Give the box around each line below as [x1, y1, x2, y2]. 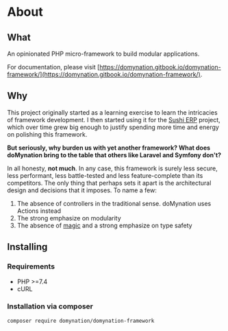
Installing [7, 241, 48, 253]
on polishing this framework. [7, 130, 88, 138]
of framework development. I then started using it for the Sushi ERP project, [7, 115, 220, 124]
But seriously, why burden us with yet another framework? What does [7, 144, 211, 152]
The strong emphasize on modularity [16, 214, 121, 222]
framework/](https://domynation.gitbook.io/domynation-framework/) [7, 70, 201, 78]
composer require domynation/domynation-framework [7, 317, 155, 324]
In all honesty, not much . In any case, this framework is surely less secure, [7, 164, 218, 172]
